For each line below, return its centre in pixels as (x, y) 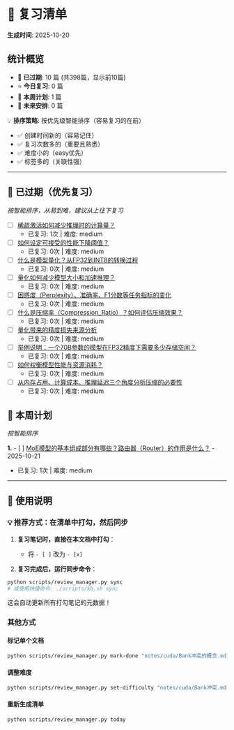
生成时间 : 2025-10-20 (38, 35)
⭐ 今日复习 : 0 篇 (40, 86)
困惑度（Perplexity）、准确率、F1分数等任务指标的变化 (94, 295)
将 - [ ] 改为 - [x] (55, 554)
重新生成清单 (25, 704)
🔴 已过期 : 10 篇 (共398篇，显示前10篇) (72, 77)
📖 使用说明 (30, 501)
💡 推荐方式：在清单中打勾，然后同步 (68, 523)
